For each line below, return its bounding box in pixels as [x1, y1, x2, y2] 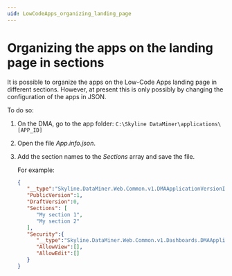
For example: [17, 166, 55, 174]
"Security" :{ [26, 230, 64, 238]
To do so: [7, 105, 34, 114]
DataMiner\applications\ [149, 121, 222, 128]
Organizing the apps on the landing [7, 40, 213, 55]
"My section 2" [35, 218, 80, 225]
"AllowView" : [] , [35, 243, 83, 250]
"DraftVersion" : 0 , [26, 198, 80, 205]
